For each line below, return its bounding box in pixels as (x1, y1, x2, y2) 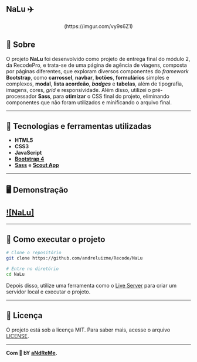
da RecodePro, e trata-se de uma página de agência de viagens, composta (6, 62, 188, 69)
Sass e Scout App (14, 162, 60, 169)
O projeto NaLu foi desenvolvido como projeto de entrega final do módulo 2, (6, 55, 191, 62)
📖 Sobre (6, 40, 36, 50)
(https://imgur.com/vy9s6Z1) (64, 22, 133, 30)
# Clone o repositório (6, 250, 62, 256)
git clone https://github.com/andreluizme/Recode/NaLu (6, 255, 143, 261)
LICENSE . (6, 332, 29, 339)
